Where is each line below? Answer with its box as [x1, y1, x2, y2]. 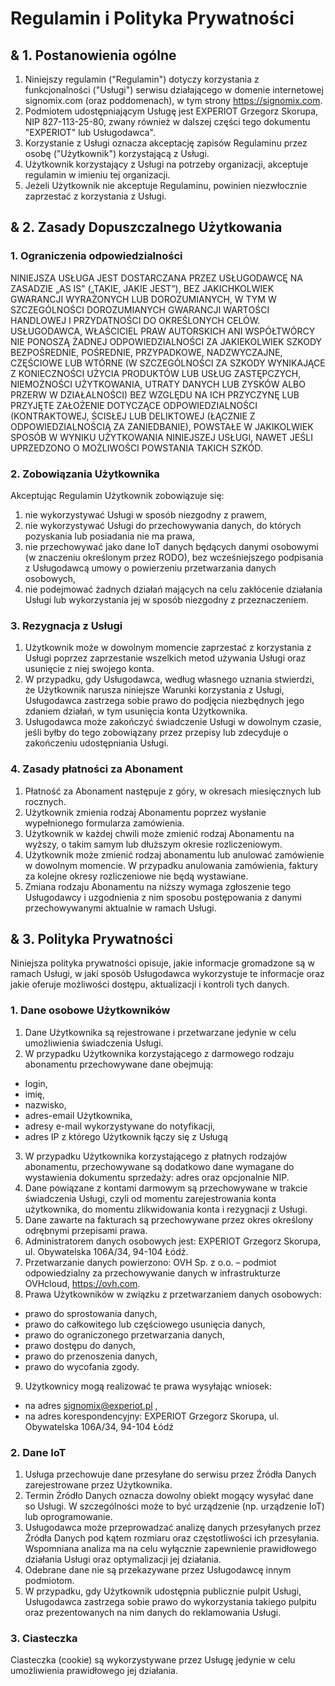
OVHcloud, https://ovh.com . [24, 1277, 141, 1289]
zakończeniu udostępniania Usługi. [24, 737, 170, 749]
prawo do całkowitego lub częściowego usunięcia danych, [24, 1318, 266, 1330]
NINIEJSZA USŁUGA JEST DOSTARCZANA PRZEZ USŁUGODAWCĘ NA [10, 272, 303, 284]
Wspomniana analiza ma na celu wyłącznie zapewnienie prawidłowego [24, 1542, 317, 1554]
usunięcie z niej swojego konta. [24, 663, 155, 675]
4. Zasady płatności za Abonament [10, 762, 183, 776]
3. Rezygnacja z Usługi [10, 618, 123, 632]
